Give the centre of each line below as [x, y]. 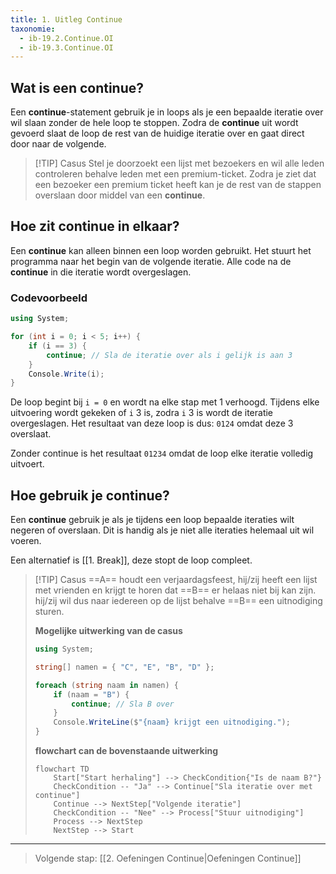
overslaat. [31, 434]
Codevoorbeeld [49, 298]
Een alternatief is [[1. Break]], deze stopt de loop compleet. [131, 560]
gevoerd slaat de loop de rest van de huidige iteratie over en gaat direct [157, 133]
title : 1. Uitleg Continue [66, 19]
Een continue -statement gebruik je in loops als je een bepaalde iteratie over [167, 112]
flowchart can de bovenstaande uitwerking [126, 751]
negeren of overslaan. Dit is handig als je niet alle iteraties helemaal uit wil [162, 530]
